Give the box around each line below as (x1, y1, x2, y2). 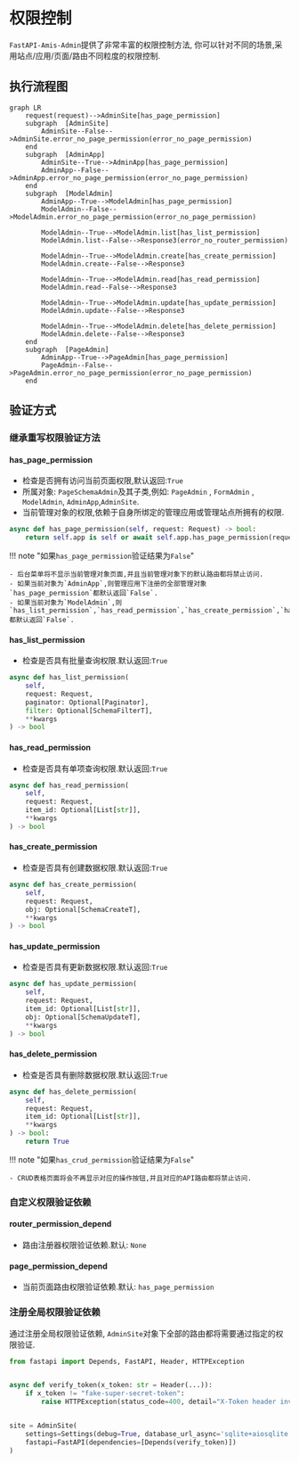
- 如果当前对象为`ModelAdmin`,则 (9, 598, 123, 607)
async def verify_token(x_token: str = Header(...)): (9, 1381, 214, 1390)
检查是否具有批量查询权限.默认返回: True (21, 655, 168, 666)
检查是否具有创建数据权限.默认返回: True (21, 862, 168, 873)
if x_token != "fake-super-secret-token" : (25, 1389, 185, 1398)
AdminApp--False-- (41, 166, 109, 175)
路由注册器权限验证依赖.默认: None (21, 1240, 147, 1251)
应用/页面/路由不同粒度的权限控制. (35, 50, 161, 61)
